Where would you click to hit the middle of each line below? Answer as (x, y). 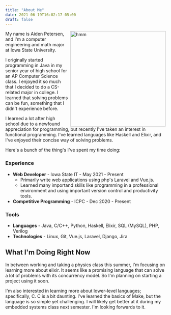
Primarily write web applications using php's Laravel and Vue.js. (87, 180)
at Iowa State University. (31, 50)
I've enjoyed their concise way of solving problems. (59, 140)
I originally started (24, 60)
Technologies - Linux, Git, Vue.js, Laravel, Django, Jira (70, 236)
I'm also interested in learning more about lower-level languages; (73, 291)
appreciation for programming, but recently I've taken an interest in (76, 129)
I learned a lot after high (30, 119)
